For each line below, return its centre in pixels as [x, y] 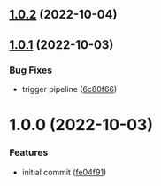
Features [29, 152]
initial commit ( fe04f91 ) [64, 172]
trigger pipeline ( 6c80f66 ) [69, 89]
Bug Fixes [31, 70]
